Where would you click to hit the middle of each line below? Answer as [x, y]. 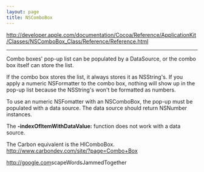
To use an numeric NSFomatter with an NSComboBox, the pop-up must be [100, 101]
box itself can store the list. [40, 65]
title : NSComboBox [29, 18]
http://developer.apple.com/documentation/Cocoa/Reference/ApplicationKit [101, 35]
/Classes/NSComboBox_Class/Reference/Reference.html [77, 41]
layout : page [23, 12]
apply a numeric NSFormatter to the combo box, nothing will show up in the [101, 83]
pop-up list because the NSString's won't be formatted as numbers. [91, 90]
